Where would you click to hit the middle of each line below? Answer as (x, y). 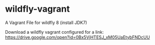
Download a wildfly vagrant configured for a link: (55, 32)
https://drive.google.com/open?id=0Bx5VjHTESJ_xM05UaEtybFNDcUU (77, 37)
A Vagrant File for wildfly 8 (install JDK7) (46, 22)
